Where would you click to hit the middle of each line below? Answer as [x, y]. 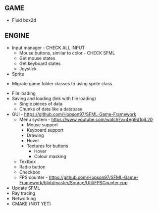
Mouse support [42, 125]
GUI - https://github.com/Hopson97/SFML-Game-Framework [74, 114]
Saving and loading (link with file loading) [54, 98]
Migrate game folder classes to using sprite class [62, 83]
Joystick [28, 68]
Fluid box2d [24, 20]
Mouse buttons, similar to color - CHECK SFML [67, 53]
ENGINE [17, 36]
